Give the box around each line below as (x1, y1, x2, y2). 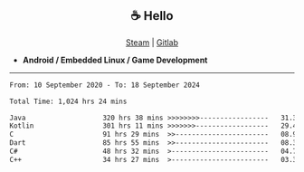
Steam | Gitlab (125, 36, 179, 48)
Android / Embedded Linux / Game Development (22, 54, 208, 65)
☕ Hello (130, 8, 174, 24)
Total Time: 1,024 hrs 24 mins (9, 97, 128, 106)
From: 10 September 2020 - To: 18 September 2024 (9, 81, 201, 90)
